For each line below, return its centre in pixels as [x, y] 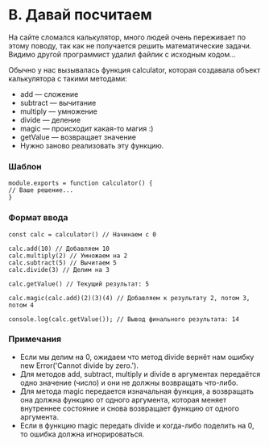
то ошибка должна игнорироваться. [82, 434]
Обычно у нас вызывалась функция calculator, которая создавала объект [134, 69]
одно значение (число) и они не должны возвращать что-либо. [129, 382]
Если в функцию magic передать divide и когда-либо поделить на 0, [137, 425]
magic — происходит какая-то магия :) [87, 128]
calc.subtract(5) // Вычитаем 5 [62, 263]
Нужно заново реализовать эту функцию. [92, 145]
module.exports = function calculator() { [81, 183]
